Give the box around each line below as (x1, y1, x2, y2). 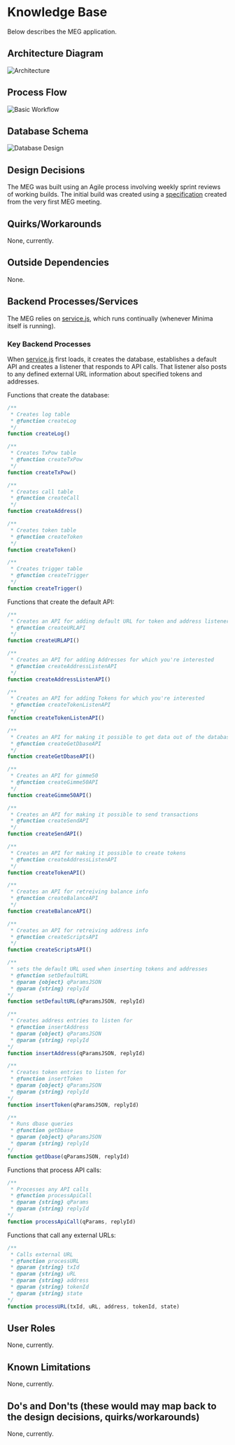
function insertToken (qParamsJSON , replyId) (7, 1101, 139, 1108)
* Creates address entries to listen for (10, 1017, 133, 1024)
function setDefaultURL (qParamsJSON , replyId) (7, 998, 145, 1005)
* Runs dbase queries (10, 1120, 73, 1127)
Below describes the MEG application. (7, 27, 117, 36)
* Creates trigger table (10, 565, 83, 572)
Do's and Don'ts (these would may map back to (7, 1400, 217, 1412)
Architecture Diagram (7, 48, 104, 59)
